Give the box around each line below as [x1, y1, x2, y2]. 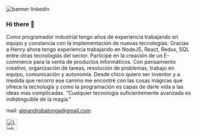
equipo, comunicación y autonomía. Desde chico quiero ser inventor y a [6, 71, 181, 78]
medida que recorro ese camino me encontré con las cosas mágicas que [6, 77, 183, 84]
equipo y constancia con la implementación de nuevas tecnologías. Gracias [6, 40, 189, 47]
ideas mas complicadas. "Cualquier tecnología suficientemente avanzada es [6, 90, 191, 97]
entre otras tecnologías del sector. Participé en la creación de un [6, 52, 163, 59]
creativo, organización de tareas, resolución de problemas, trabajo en [6, 64, 175, 72]
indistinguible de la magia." [6, 96, 72, 103]
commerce [6, 59, 32, 66]
